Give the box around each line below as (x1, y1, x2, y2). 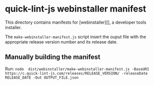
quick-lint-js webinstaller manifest (5, 3, 146, 14)
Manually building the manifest (5, 53, 100, 61)
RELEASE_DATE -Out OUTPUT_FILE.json (5, 75, 79, 80)
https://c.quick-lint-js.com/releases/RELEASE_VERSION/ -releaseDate (5, 71, 148, 76)
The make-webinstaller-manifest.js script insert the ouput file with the (5, 34, 146, 40)
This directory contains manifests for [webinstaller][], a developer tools (5, 19, 146, 25)
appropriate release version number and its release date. (5, 39, 118, 44)
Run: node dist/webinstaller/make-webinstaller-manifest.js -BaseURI (5, 66, 150, 71)
